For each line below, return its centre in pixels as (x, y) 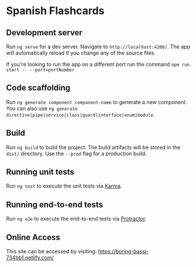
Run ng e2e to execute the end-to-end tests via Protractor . (76, 219)
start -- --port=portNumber (40, 70)
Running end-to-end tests (55, 204)
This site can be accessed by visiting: (51, 252)
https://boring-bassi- (123, 252)
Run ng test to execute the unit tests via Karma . (64, 186)
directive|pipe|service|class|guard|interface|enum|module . (80, 114)
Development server (44, 33)
